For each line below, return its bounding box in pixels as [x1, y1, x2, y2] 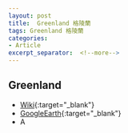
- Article [8, 42, 42, 50]
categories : [8, 34, 48, 42]
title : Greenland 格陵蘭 [8, 19, 91, 27]
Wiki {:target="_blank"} [19, 99, 94, 109]
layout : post [8, 11, 52, 20]
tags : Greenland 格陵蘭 [8, 26, 84, 34]
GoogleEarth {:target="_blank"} [19, 108, 122, 118]
